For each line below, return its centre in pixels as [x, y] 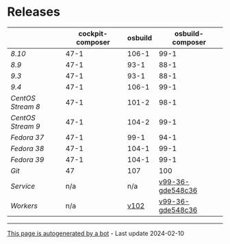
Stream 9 [25, 126]
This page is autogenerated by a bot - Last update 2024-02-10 [96, 233]
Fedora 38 [27, 148]
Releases [34, 12]
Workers [24, 206]
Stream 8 [25, 107]
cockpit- [93, 33]
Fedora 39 [27, 159]
